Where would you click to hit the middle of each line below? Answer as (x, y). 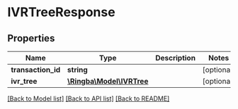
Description (176, 58)
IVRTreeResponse (61, 12)
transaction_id (36, 70)
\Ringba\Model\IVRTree (108, 81)
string (78, 70)
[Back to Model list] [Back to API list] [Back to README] (89, 98)
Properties (31, 38)
